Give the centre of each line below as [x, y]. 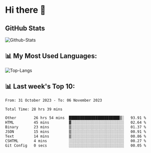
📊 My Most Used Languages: [51, 56]
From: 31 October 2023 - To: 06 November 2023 [54, 100]
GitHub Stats [25, 28]
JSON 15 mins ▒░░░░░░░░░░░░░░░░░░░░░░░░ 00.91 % [76, 132]
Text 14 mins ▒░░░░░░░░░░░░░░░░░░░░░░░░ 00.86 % [76, 136]
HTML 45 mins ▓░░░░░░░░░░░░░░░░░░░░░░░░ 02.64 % [76, 122]
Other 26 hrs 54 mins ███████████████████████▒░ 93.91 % [76, 118]
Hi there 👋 [25, 10]
